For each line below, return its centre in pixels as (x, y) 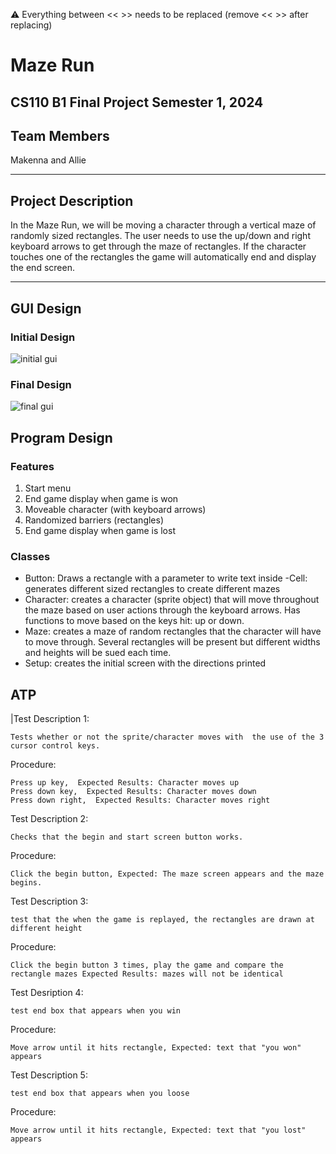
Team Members (60, 135)
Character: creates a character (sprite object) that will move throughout (172, 600)
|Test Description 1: (50, 718)
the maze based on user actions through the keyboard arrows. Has (162, 610)
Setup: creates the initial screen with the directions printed (145, 663)
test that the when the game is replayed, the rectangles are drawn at (162, 919)
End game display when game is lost (100, 530)
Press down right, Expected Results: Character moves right (140, 800)
